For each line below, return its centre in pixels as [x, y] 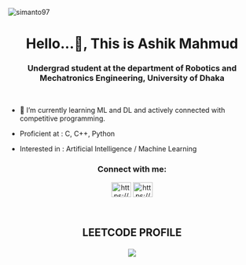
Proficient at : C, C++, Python [67, 134]
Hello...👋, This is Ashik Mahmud [132, 44]
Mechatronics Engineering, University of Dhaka [132, 78]
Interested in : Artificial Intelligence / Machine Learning [108, 149]
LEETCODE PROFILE [132, 232]
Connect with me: [132, 169]
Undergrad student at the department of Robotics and [132, 68]
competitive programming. [62, 118]
